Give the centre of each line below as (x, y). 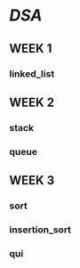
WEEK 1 (31, 49)
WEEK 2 (32, 102)
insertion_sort (40, 230)
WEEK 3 (32, 180)
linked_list (32, 74)
